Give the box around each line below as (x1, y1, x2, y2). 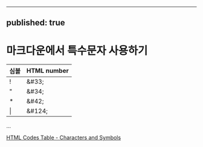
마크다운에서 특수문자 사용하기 (6, 43, 148, 57)
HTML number (26, 67, 69, 75)
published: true (6, 17, 65, 28)
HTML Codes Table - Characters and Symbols (6, 134, 121, 142)
